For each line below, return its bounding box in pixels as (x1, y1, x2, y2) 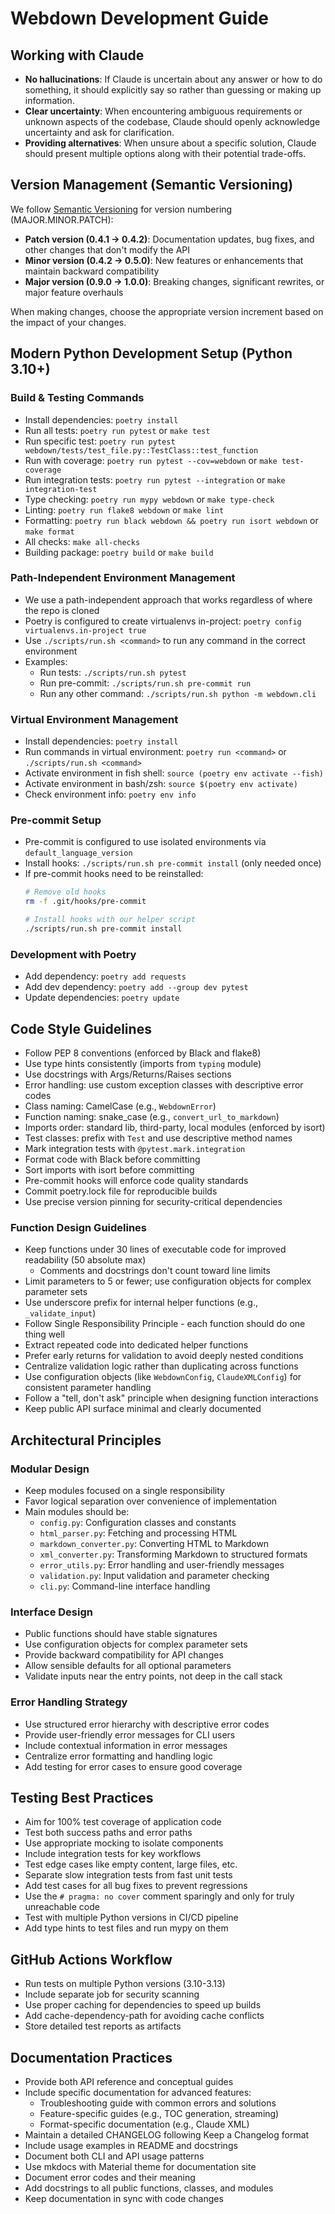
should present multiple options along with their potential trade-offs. (24, 148, 307, 159)
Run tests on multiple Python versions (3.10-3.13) (24, 1978, 226, 1990)
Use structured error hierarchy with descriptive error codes (24, 1718, 270, 1730)
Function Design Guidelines (10, 1220, 148, 1234)
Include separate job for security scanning (24, 1988, 200, 2001)
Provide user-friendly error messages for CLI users (24, 1728, 236, 1741)
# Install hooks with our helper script (24, 915, 196, 925)
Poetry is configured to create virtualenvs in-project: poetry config (24, 615, 302, 627)
